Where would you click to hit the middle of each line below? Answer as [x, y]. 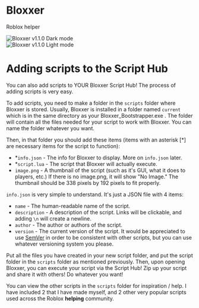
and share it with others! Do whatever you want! [65, 274]
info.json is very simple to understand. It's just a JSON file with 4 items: [95, 194]
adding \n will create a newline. [53, 218]
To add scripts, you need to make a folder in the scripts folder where [91, 103]
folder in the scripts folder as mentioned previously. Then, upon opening [96, 262]
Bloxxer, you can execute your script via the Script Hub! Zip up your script [97, 268]
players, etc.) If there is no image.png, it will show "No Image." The [97, 177]
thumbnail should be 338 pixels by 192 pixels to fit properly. [88, 183]
